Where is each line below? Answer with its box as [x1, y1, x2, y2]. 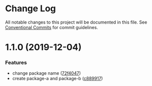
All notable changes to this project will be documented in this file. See [5, 19, 148, 25]
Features [5, 59, 27, 66]
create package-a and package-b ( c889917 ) [12, 76, 103, 82]
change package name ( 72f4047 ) [12, 70, 81, 76]
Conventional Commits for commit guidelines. [5, 24, 98, 30]
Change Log [5, 3, 56, 14]
